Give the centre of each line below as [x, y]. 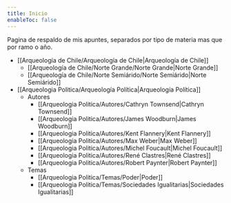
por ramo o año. [30, 47]
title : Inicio [28, 13]
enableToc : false [32, 20]
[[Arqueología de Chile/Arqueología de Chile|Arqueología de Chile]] [113, 60]
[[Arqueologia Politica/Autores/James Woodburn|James [117, 118]
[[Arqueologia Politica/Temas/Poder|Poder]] [100, 177]
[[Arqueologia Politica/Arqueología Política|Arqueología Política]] [109, 89]
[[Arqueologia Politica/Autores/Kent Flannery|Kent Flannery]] [124, 133]
